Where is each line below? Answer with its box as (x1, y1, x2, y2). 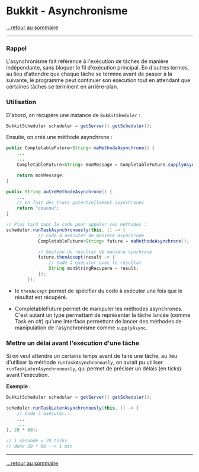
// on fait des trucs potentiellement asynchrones (17, 200, 145, 206)
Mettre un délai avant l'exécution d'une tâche (6, 339, 139, 347)
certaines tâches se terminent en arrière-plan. (6, 83, 118, 90)
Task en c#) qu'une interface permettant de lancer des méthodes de (14, 317, 182, 325)
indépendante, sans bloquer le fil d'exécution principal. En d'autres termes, (6, 64, 190, 71)
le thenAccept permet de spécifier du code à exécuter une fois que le (14, 287, 183, 294)
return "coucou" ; (17, 205, 60, 212)
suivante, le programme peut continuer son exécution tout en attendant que (6, 77, 191, 84)
